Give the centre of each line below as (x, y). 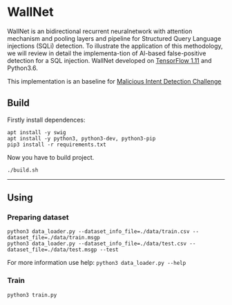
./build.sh (23, 170)
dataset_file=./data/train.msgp (54, 238)
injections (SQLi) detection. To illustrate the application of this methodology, (115, 46)
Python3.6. (22, 68)
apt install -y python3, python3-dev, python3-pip (81, 138)
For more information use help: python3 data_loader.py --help (97, 263)
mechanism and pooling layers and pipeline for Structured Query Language (114, 38)
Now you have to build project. (51, 157)
